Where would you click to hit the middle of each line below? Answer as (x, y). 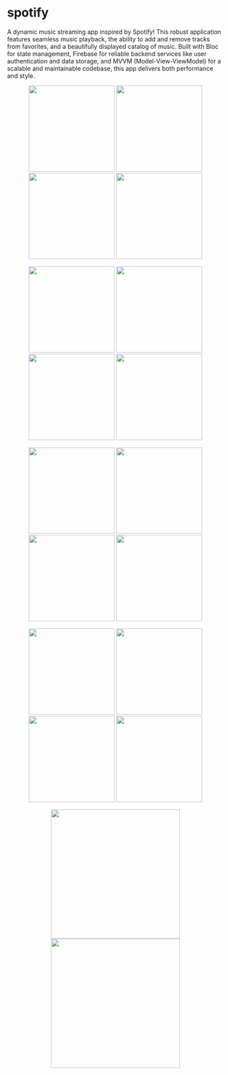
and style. (21, 76)
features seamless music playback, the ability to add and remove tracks (109, 39)
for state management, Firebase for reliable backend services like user (107, 54)
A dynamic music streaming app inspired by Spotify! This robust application (114, 32)
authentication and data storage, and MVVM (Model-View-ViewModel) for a (114, 61)
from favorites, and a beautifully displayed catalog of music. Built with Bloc (113, 46)
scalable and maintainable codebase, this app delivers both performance (111, 68)
